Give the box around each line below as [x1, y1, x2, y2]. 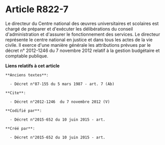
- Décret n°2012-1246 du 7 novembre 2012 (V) [10, 99, 110, 104]
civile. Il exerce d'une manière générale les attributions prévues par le [5, 42, 151, 48]
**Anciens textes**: [5, 72, 49, 77]
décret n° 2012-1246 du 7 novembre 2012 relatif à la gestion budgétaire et [5, 47, 160, 53]
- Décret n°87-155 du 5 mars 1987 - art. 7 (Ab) [10, 81, 115, 86]
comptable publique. [5, 52, 49, 59]
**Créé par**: [5, 126, 36, 131]
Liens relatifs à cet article [5, 63, 60, 69]
